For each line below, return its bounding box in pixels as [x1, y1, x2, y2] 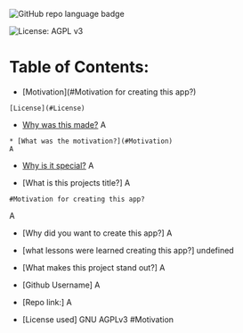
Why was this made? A [21, 119, 107, 129]
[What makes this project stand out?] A [21, 262, 166, 272]
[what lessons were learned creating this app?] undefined [21, 245, 234, 255]
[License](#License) [9, 104, 86, 112]
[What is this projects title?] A [21, 177, 131, 187]
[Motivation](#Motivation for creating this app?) [21, 86, 197, 97]
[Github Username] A [21, 279, 101, 290]
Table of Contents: [9, 57, 150, 78]
